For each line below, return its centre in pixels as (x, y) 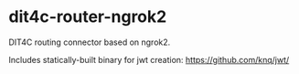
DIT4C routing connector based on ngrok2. (90, 42)
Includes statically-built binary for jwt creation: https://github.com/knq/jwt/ (149, 59)
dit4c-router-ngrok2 (88, 17)
